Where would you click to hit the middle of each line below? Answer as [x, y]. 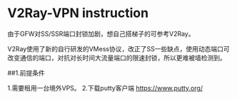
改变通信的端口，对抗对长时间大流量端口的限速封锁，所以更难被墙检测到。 [117, 58]
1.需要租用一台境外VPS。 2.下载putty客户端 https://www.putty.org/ [105, 88]
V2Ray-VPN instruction [78, 13]
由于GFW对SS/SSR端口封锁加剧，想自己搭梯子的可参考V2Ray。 [101, 33]
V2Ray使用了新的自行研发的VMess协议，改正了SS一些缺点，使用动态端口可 [118, 48]
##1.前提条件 [26, 73]
